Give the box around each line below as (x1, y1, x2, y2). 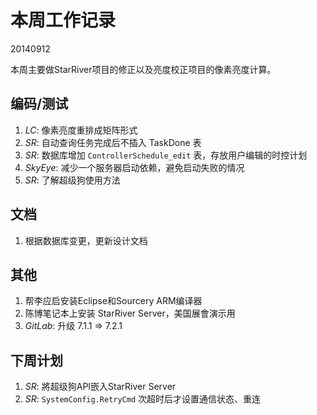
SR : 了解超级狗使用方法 (24, 174, 121, 186)
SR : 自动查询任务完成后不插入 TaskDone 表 (24, 136, 202, 148)
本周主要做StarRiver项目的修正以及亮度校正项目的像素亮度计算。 (10, 63, 277, 75)
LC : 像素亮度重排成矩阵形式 (24, 124, 138, 136)
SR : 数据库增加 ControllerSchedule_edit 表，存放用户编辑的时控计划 (24, 149, 308, 161)
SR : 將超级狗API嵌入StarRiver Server (24, 381, 177, 393)
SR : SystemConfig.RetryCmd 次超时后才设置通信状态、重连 (24, 393, 262, 405)
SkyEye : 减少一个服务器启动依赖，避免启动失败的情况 (24, 161, 245, 173)
